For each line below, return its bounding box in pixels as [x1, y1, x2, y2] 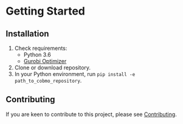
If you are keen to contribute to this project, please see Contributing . [5, 111, 177, 118]
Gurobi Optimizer [23, 58, 67, 64]
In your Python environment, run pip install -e [14, 71, 136, 77]
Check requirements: [14, 44, 67, 52]
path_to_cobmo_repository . [14, 77, 82, 84]
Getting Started [5, 4, 86, 18]
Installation [5, 29, 49, 39]
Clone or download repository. [14, 64, 91, 71]
